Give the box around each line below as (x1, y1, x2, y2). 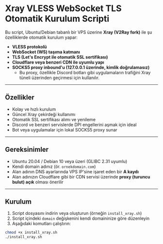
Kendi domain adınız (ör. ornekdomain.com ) (12, 163, 96, 169)
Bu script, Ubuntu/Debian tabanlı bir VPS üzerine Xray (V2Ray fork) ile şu (5, 29, 152, 35)
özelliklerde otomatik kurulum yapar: (5, 34, 78, 40)
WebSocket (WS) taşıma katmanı (12, 49, 80, 55)
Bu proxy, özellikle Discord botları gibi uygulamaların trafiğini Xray (19, 69, 151, 75)
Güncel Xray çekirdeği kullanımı (12, 111, 76, 117)
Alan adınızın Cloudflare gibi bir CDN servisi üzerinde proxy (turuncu (12, 174, 150, 179)
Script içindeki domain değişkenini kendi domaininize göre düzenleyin (12, 215, 150, 221)
